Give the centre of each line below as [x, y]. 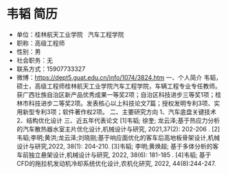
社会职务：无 [34, 60]
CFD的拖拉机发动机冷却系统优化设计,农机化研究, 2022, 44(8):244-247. [116, 163]
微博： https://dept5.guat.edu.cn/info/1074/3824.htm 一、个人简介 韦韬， [119, 77]
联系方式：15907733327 [51, 69]
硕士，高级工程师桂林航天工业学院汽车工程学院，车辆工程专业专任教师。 [118, 86]
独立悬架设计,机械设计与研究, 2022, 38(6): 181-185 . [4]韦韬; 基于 [120, 155]
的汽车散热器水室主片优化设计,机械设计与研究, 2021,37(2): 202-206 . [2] [118, 129]
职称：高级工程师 [41, 43]
